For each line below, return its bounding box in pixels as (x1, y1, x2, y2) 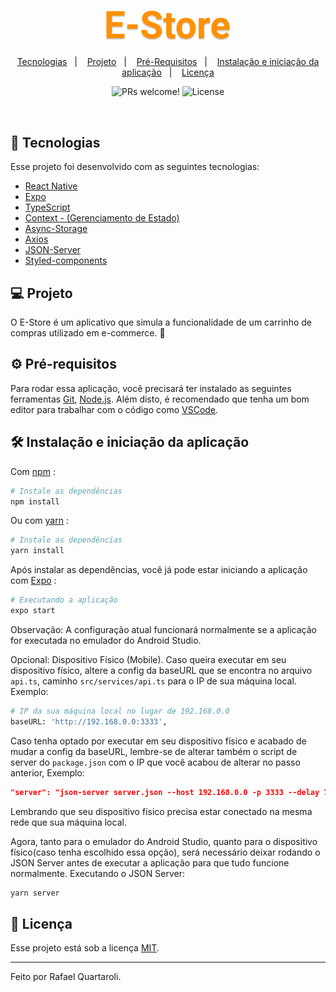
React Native (24, 180, 78, 192)
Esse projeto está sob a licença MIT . (10, 942, 160, 954)
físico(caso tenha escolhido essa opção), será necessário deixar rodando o (10, 846, 321, 858)
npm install (10, 496, 60, 507)
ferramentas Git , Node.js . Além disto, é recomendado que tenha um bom (10, 393, 310, 405)
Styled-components (24, 255, 108, 267)
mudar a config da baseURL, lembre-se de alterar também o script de (10, 745, 298, 757)
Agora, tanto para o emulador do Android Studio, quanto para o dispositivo (10, 835, 318, 847)
